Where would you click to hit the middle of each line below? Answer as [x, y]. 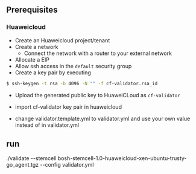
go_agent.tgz [23, 165]
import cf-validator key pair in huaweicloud [68, 107]
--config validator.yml [67, 165]
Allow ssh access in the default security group [73, 66]
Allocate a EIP [32, 59]
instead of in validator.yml [47, 125]
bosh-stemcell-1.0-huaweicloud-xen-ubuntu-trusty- [122, 158]
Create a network [36, 47]
